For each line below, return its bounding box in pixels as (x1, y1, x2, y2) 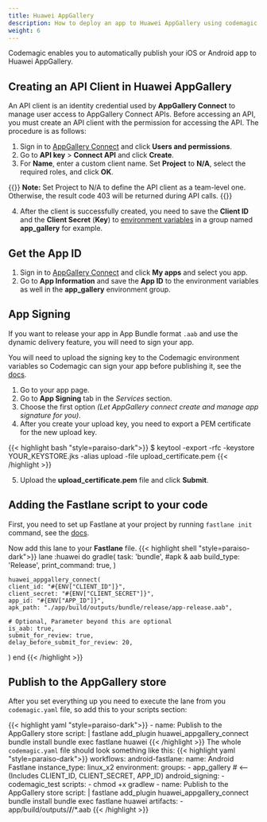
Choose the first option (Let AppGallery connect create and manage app (19, 401, 259, 411)
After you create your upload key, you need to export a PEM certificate (19, 419, 252, 429)
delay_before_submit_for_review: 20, (8, 638, 133, 646)
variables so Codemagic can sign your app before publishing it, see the (8, 361, 242, 370)
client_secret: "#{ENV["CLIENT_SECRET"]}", (8, 589, 155, 597)
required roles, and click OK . (19, 167, 114, 177)
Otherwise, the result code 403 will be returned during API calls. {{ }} (8, 191, 233, 201)
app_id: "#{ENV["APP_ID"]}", (8, 597, 105, 605)
